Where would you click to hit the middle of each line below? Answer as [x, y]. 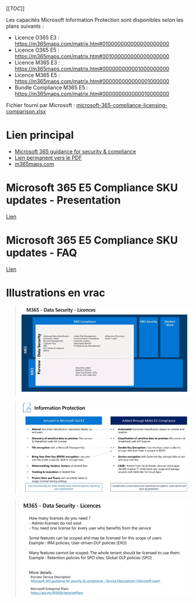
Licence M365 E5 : [37, 75]
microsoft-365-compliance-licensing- [122, 105]
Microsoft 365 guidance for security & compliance [75, 151]
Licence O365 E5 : [37, 50]
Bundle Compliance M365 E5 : [51, 87]
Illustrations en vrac [56, 293]
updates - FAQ [42, 253]
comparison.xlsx [26, 111]
